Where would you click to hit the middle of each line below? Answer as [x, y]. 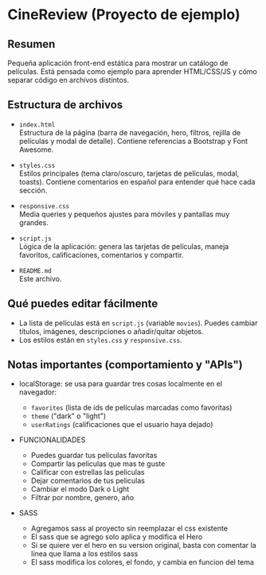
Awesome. [36, 150]
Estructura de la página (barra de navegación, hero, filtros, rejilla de [129, 132]
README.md [35, 271]
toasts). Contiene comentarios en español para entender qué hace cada [137, 181]
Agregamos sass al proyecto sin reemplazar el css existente [129, 528]
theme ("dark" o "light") [68, 416]
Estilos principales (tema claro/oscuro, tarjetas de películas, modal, [129, 173]
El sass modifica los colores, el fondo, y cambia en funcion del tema [142, 562]
